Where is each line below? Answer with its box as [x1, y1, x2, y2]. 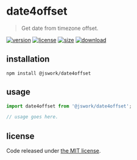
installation [6, 54, 50, 65]
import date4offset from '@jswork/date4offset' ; [6, 103, 132, 109]
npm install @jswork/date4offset [6, 70, 91, 76]
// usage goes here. [6, 114, 59, 120]
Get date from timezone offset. [21, 24, 99, 32]
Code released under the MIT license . [6, 147, 101, 155]
